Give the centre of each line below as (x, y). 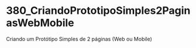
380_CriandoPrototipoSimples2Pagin (98, 11)
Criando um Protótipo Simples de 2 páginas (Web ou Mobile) (79, 39)
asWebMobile (40, 23)
